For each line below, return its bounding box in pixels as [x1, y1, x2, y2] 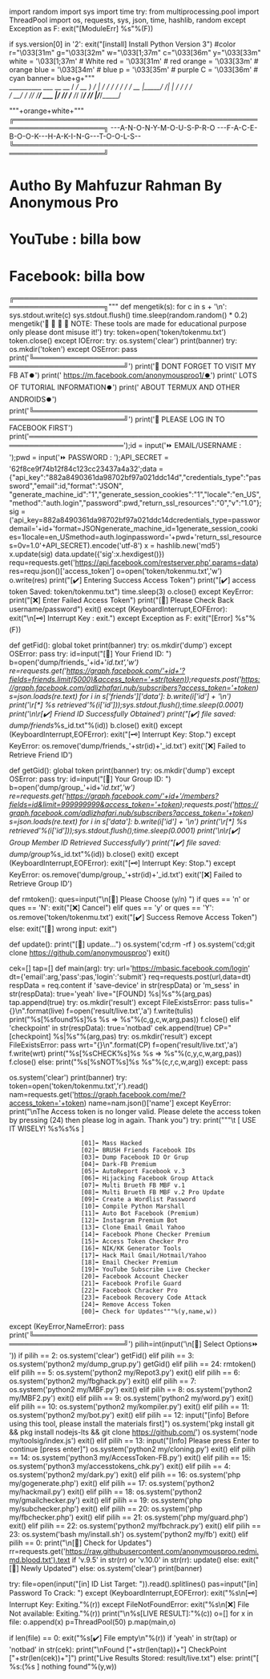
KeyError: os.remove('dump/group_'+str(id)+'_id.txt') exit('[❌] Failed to [9, 870, 243, 880]
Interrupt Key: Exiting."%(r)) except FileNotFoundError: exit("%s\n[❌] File [9, 1600, 250, 1609]
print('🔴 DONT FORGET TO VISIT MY [135, 361, 256, 371]
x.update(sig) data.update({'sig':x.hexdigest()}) [9, 549, 165, 559]
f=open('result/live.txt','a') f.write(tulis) [66, 1006, 194, 1016]
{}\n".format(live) [9, 1006, 65, 1016]
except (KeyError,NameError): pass [9, 1322, 125, 1331]
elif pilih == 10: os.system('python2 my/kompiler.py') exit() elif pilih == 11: [9, 1402, 250, 1411]
